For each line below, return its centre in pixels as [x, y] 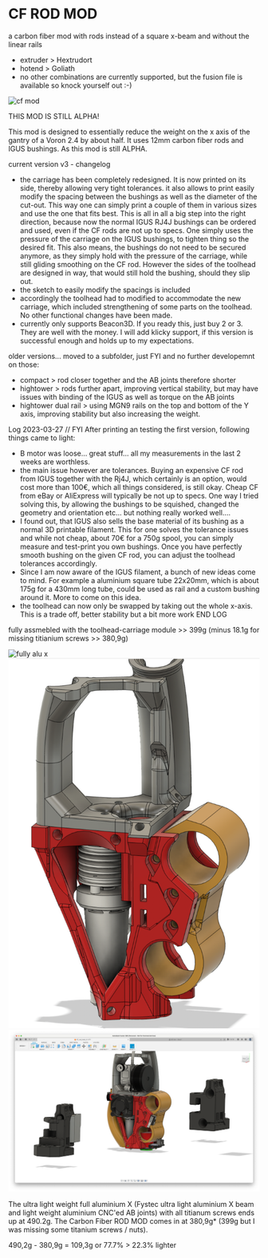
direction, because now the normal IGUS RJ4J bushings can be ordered [138, 222]
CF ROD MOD [53, 14]
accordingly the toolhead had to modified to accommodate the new [130, 298]
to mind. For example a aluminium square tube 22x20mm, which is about [139, 580]
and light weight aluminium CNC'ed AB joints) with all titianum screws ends [132, 1213]
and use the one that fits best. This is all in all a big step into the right [133, 213]
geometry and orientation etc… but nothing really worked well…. [125, 512]
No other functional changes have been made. [96, 315]
